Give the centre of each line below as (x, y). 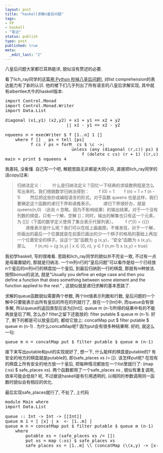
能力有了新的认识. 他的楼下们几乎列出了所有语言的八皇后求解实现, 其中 (80, 85)
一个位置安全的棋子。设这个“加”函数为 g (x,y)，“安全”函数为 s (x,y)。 (85, 240)
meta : (10, 50)
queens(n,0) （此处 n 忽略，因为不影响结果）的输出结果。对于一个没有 (87, 210)
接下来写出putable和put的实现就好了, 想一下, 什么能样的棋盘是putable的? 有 (81, 352)
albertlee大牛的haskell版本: (36, 91)
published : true (21, 46)
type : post (16, 41)
